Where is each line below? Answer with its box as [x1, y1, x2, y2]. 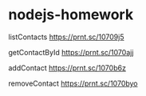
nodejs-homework [8, 6, 134, 24]
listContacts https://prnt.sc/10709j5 [8, 32, 124, 42]
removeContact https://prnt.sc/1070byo [8, 78, 138, 88]
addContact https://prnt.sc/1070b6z [8, 62, 126, 73]
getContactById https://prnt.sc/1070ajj [8, 47, 134, 57]
